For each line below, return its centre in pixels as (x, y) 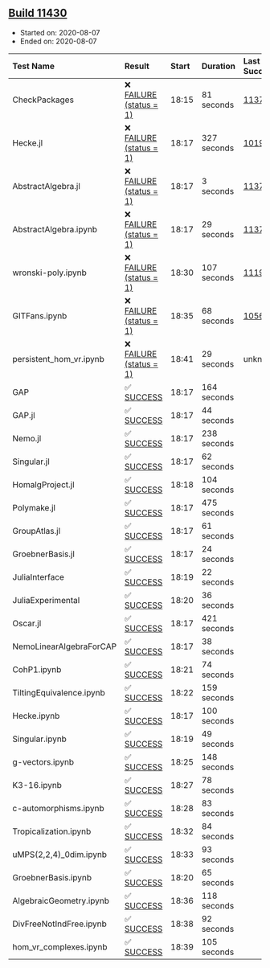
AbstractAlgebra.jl (46, 186)
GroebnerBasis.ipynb (52, 877)
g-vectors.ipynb (43, 761)
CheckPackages (43, 100)
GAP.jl (24, 415)
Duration (218, 66)
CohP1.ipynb (37, 669)
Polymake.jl (34, 507)
